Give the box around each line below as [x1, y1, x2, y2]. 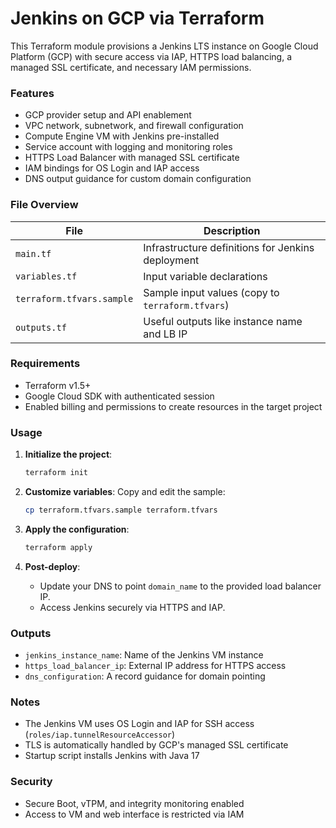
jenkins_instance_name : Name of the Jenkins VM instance [24, 649, 264, 661]
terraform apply [24, 542, 93, 552]
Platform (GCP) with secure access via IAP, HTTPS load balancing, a [10, 50, 293, 62]
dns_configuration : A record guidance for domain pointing [24, 670, 266, 682]
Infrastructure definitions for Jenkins [143, 240, 315, 254]
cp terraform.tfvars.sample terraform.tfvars [24, 505, 218, 515]
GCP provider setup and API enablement [24, 109, 192, 121]
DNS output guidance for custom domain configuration [24, 173, 252, 185]
